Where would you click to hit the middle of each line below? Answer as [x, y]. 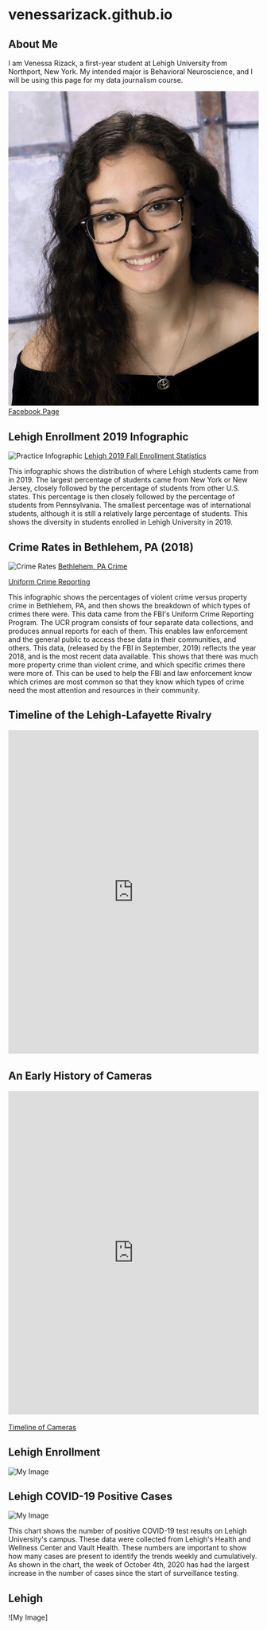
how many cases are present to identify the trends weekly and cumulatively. [133, 1556]
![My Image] [28, 1617]
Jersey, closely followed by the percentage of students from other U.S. [124, 488]
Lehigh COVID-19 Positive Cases [91, 1496]
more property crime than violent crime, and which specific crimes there [127, 665]
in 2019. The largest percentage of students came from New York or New [128, 480]
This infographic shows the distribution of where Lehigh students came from [133, 471]
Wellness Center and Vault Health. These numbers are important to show [128, 1548]
